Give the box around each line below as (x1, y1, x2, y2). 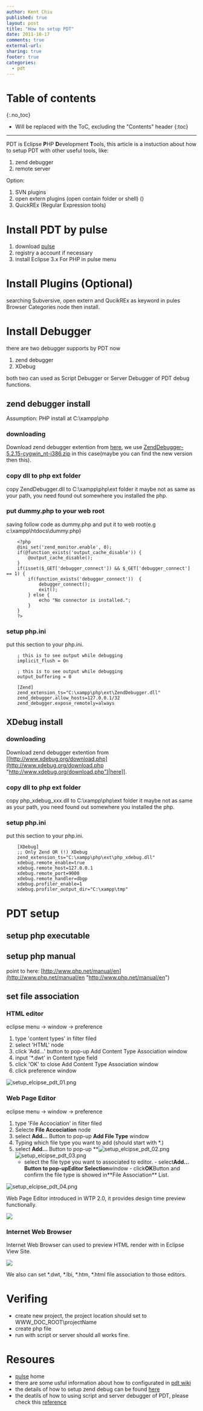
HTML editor (6, 1010, 44, 1018)
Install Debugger (6, 325, 92, 338)
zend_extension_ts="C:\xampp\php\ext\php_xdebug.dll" (17, 855, 155, 861)
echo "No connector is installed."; (38, 597, 131, 603)
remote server (14, 165, 51, 173)
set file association (6, 992, 80, 1002)
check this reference (14, 1398, 67, 1406)
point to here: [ (6, 967, 43, 975)
